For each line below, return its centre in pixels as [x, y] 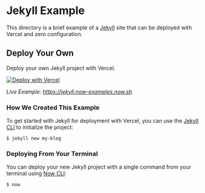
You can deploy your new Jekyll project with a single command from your [99, 167]
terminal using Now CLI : [37, 173]
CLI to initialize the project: [40, 127]
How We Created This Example [53, 107]
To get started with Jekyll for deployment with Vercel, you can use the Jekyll [103, 121]
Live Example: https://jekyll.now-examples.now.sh [69, 92]
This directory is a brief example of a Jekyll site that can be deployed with [99, 27]
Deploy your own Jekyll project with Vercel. [61, 68]
